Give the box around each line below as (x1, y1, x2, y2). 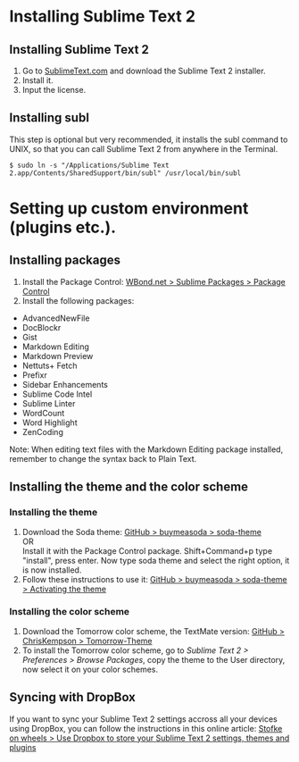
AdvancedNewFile (21, 313, 90, 323)
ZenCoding (21, 426, 64, 437)
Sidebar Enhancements (21, 379, 109, 389)
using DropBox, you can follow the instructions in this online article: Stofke (9, 723, 283, 733)
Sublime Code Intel (21, 389, 93, 399)
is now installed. (21, 565, 82, 575)
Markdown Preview (21, 350, 94, 361)
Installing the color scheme (9, 606, 130, 618)
